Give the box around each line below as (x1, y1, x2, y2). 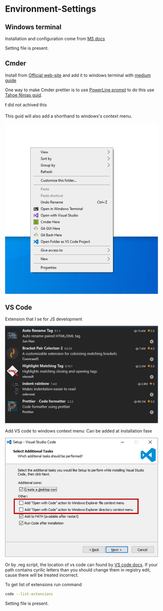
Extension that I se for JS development (5, 316, 82, 322)
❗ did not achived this (5, 101, 47, 108)
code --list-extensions (5, 591, 53, 596)
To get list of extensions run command (5, 581, 82, 587)
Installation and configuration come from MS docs (5, 36, 105, 41)
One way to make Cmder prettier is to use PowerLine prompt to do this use (5, 87, 154, 93)
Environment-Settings (5, 3, 96, 15)
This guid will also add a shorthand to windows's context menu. (5, 113, 132, 119)
